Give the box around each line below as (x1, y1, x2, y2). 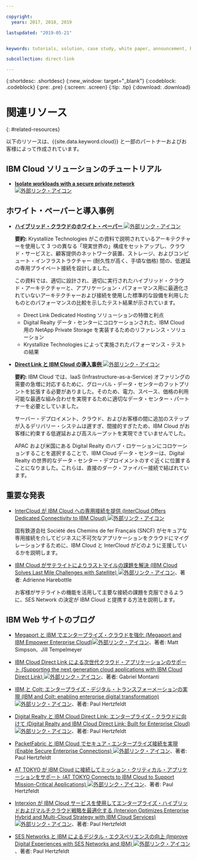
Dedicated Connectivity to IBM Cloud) (14, 515, 107, 522)
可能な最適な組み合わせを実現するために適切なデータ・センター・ (14, 395, 174, 402)
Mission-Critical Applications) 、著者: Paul (14, 781, 174, 788)
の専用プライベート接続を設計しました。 (14, 264, 113, 271)
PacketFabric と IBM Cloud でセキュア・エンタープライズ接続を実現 (14, 740, 178, 747)
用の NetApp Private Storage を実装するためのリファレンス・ (23, 326, 171, 333)
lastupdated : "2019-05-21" (6, 30, 72, 36)
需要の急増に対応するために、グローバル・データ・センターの (14, 380, 164, 388)
